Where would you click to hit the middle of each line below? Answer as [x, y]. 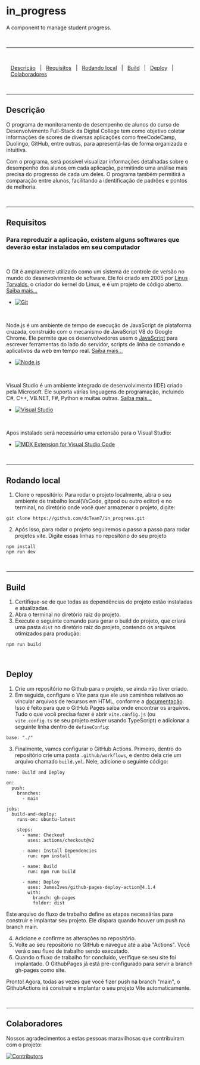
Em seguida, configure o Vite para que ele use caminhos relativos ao [99, 695]
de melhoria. [21, 187]
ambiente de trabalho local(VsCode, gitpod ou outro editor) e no [93, 501]
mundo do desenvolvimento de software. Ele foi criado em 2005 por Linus [97, 278]
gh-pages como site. [40, 970]
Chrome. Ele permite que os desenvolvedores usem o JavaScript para [92, 338]
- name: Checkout [43, 835]
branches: [29, 793]
